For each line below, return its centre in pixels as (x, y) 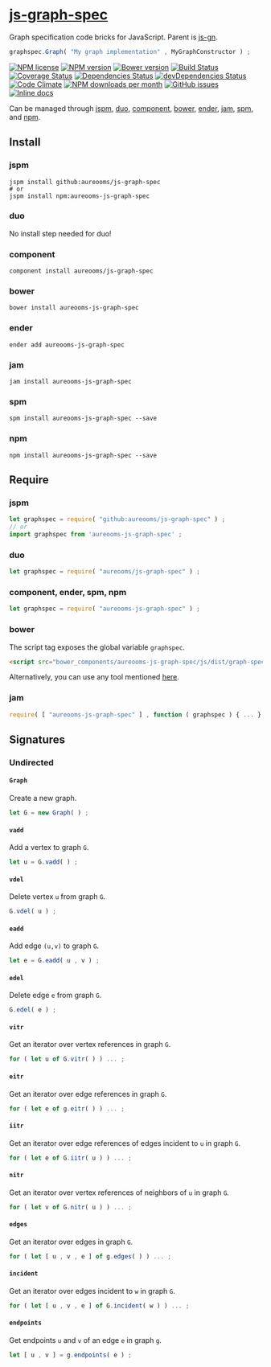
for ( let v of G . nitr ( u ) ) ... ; (70, 1207)
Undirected (32, 762)
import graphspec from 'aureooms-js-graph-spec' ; (96, 535)
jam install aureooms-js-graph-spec (70, 381)
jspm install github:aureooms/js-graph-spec (85, 182)
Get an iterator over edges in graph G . (71, 1242)
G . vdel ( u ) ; (33, 911)
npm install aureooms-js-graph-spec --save (83, 455)
